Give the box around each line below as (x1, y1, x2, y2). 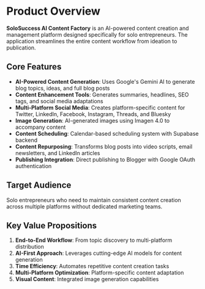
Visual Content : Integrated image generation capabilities (15, 276, 159, 283)
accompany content (15, 123, 66, 131)
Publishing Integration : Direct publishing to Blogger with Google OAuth (15, 156, 196, 163)
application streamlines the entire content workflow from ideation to (6, 37, 177, 45)
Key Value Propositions (6, 220, 97, 230)
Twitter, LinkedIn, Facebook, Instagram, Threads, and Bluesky (15, 110, 171, 117)
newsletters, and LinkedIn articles (15, 149, 100, 156)
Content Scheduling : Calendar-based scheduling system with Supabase (15, 130, 199, 137)
